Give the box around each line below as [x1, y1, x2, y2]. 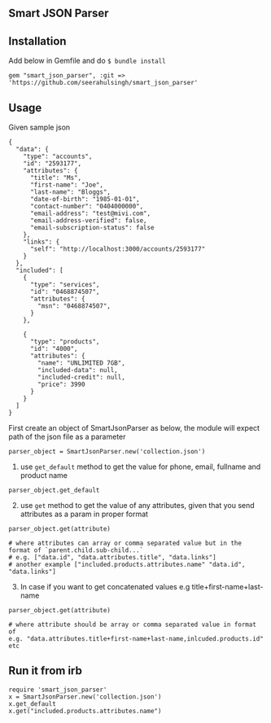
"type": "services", [29, 281, 100, 289]
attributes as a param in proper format [20, 509, 149, 519]
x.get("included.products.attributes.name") [8, 707, 162, 715]
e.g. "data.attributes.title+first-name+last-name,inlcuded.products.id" [8, 635, 264, 643]
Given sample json [8, 122, 71, 133]
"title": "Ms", [29, 174, 82, 182]
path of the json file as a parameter [8, 432, 126, 442]
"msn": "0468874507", [37, 302, 111, 310]
